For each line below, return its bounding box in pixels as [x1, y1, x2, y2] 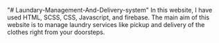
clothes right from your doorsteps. [7, 28, 105, 36]
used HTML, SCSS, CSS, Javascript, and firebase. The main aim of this [7, 13, 210, 21]
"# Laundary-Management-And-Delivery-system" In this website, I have [7, 6, 213, 14]
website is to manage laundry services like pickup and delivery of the [7, 21, 205, 28]
